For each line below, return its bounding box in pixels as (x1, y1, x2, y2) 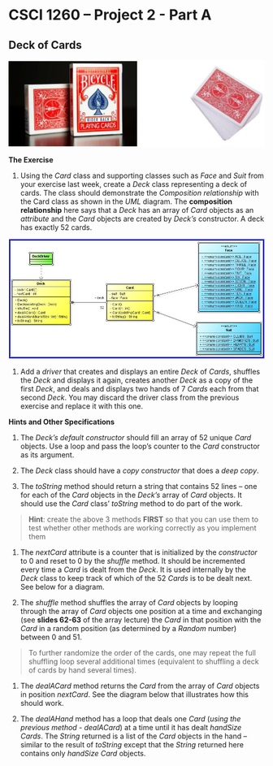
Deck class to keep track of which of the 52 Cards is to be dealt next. (19, 573, 253, 583)
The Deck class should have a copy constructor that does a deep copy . (19, 465, 259, 476)
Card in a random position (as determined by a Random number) (19, 624, 237, 634)
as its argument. (19, 450, 75, 460)
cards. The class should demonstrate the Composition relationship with (19, 188, 259, 198)
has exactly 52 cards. (19, 223, 93, 232)
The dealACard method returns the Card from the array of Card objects (19, 681, 260, 691)
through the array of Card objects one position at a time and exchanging (19, 607, 262, 617)
